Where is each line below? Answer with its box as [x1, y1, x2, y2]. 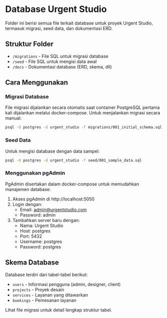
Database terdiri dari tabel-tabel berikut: [5, 271, 88, 277]
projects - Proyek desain [12, 286, 64, 292]
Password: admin [19, 211, 56, 218]
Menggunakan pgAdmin [5, 169, 65, 176]
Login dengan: [12, 201, 42, 207]
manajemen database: [5, 186, 51, 192]
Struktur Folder [5, 40, 54, 48]
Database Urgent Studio [5, 3, 107, 15]
